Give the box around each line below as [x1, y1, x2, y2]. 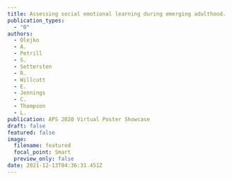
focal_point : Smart [13, 149, 71, 156]
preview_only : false [13, 155, 74, 163]
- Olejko [13, 37, 40, 44]
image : [7, 135, 27, 142]
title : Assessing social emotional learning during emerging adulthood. [7, 10, 226, 18]
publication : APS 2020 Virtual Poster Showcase [7, 116, 151, 123]
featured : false [7, 129, 55, 136]
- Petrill [13, 50, 42, 57]
